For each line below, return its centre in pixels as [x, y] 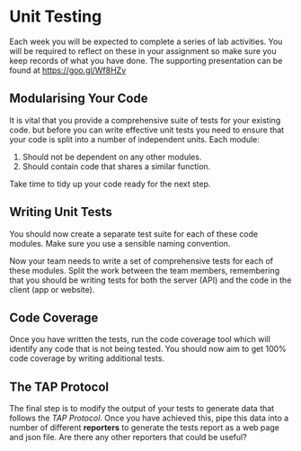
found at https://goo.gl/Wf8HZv [68, 70]
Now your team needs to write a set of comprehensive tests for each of [142, 261]
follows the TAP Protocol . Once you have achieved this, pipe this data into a [149, 418]
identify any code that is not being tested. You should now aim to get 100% [148, 349]
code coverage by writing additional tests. [87, 358]
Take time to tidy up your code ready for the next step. [110, 184]
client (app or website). [52, 289]
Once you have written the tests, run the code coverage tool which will [140, 339]
